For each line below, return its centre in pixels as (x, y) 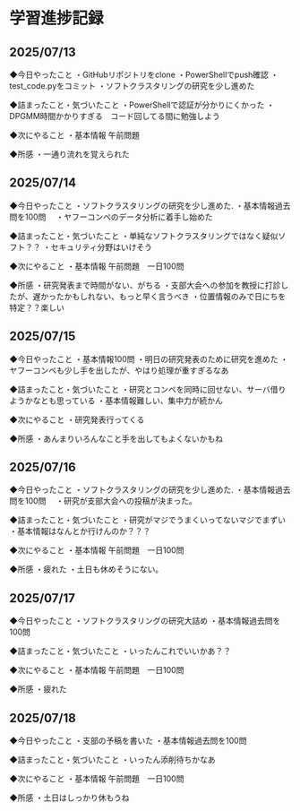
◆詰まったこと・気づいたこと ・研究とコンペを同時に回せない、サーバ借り (148, 389)
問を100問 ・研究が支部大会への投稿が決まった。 (103, 501)
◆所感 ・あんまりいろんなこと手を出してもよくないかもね (116, 438)
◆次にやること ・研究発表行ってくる (77, 419)
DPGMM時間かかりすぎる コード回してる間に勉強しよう (115, 116)
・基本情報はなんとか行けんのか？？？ (80, 531)
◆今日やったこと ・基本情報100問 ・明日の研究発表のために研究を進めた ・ (149, 358)
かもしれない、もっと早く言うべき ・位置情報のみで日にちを (175, 296)
